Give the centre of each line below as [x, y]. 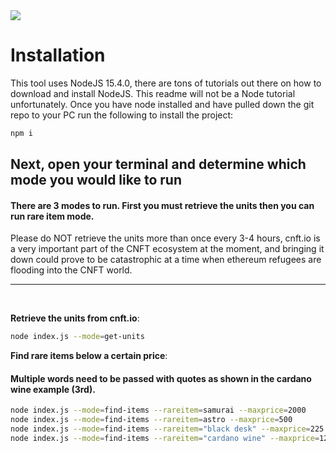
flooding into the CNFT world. [71, 270]
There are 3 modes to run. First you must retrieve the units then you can [162, 205]
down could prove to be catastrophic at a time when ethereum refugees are [166, 260]
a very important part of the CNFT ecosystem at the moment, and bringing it [167, 249]
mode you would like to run [96, 180]
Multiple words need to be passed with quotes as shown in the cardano [161, 378]
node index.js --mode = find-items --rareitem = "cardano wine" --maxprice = [165, 439]
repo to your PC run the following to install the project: [122, 115]
